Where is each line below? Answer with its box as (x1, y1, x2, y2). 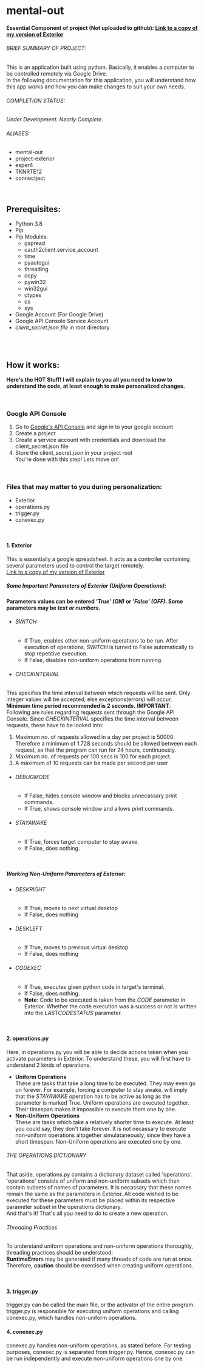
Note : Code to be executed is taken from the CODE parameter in (24, 996, 186, 1003)
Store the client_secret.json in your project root (15, 449, 133, 457)
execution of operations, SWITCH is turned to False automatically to (24, 643, 194, 650)
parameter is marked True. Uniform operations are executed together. (15, 1099, 189, 1106)
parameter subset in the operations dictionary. (6, 1203, 123, 1210)
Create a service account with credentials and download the (15, 436, 166, 444)
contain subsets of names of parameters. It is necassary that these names (6, 1183, 192, 1191)
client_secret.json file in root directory (15, 324, 110, 331)
